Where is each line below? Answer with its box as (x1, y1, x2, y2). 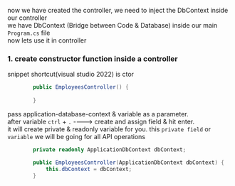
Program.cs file (7, 28, 51, 37)
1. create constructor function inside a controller (7, 53, 178, 63)
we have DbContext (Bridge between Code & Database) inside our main (7, 21, 218, 29)
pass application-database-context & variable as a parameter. (7, 109, 189, 118)
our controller (7, 13, 48, 22)
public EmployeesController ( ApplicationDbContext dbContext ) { (33, 159, 224, 166)
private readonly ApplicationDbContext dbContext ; (33, 146, 187, 153)
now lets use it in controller (7, 36, 87, 45)
